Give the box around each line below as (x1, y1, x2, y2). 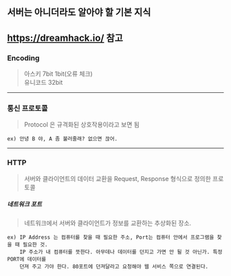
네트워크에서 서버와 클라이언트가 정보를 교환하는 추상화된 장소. (23, 219, 192, 227)
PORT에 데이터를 (7, 255, 47, 263)
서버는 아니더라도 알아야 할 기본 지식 (7, 6, 151, 19)
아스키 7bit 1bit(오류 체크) (23, 70, 93, 78)
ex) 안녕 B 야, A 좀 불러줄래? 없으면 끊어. (7, 136, 118, 142)
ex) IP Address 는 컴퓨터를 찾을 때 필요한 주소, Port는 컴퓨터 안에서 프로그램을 (7, 233, 214, 241)
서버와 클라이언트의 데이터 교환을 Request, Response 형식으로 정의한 (23, 174, 211, 182)
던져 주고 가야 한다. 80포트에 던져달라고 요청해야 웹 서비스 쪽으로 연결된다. (19, 263, 208, 270)
